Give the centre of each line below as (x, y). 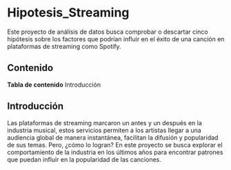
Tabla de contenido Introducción (54, 85)
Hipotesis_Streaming (68, 13)
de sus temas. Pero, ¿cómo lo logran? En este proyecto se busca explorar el (115, 145)
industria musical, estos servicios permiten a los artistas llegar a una (104, 130)
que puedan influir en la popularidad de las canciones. (84, 159)
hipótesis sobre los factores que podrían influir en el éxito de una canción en (116, 39)
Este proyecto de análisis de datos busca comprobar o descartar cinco (108, 32)
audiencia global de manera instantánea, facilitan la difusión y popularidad (113, 137)
